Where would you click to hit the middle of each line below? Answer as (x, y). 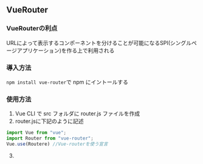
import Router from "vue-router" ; (50, 138)
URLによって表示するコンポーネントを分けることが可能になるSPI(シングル (99, 43)
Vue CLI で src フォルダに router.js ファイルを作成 (77, 114)
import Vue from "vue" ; (36, 133)
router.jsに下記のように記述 (49, 121)
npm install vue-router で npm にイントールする (67, 82)
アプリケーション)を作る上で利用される (66, 50)
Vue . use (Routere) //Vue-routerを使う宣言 (57, 144)
